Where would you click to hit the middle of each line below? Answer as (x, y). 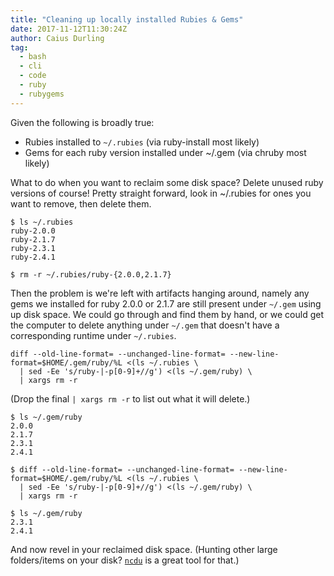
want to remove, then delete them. (81, 203)
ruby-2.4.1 (33, 257)
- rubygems (42, 94)
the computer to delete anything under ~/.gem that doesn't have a (145, 325)
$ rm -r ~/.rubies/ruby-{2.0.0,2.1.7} (91, 274)
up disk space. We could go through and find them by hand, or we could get (167, 314)
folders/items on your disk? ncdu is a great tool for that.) (125, 560)
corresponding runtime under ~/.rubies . (93, 335)
